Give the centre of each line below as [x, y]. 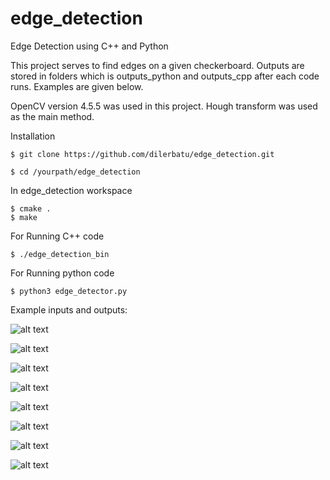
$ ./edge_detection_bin [60, 254]
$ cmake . [31, 208]
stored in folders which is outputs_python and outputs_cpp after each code [165, 76]
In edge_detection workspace [71, 190]
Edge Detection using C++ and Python [89, 46]
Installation [33, 136]
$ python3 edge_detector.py [69, 291]
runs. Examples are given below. [77, 86]
